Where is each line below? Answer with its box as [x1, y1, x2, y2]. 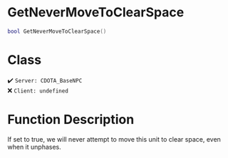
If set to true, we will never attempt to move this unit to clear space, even [7, 135, 221, 143]
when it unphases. [7, 142, 62, 151]
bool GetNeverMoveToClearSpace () [7, 28, 107, 35]
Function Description [7, 111, 135, 127]
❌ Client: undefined [7, 86, 69, 95]
